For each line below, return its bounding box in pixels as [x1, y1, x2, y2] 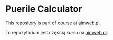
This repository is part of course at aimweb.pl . [5, 20, 101, 26]
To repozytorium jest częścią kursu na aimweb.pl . [5, 29, 108, 35]
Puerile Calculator [5, 3, 82, 15]
